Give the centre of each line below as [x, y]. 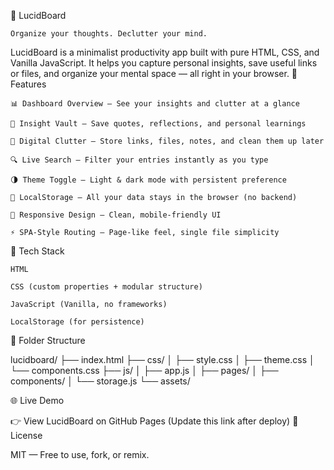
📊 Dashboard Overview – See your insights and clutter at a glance [155, 104]
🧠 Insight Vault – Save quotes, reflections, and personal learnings [158, 124]
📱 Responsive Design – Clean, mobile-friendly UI [116, 215]
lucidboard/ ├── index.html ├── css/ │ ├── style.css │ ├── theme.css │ [162, 359]
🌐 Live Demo [37, 400]
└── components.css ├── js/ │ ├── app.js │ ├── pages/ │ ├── [144, 370]
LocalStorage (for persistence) [77, 322]
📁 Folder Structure [48, 340]
